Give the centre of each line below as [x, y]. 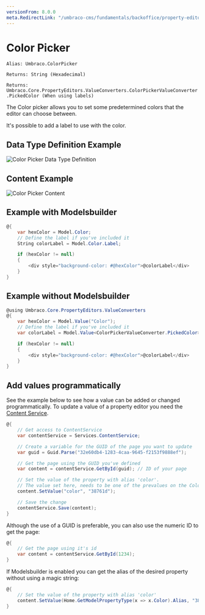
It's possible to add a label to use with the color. [66, 126]
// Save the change [42, 502]
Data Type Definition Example [64, 145]
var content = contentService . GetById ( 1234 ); [76, 554]
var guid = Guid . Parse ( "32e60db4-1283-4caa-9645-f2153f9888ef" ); [102, 452]
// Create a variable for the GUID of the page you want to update [105, 446]
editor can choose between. [42, 114]
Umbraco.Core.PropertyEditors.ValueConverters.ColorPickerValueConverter [102, 91]
